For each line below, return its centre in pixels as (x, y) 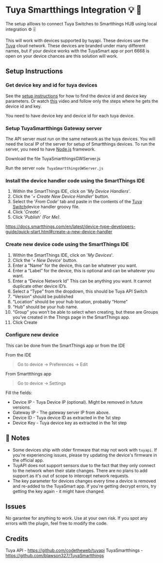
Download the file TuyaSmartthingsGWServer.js (53, 158)
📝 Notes (18, 438)
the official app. (28, 460)
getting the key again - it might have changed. (58, 491)
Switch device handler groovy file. (46, 207)
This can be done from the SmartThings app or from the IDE (65, 345)
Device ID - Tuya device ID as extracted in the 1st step (66, 417)
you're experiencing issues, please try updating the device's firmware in (85, 455)
